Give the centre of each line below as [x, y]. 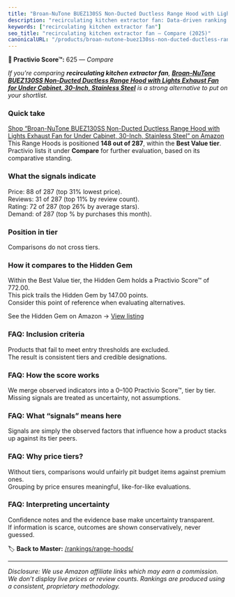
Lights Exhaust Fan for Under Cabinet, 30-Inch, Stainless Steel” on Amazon [116, 136]
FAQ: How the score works [54, 375]
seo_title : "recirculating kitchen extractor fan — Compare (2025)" [109, 33]
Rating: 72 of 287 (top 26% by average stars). [74, 206]
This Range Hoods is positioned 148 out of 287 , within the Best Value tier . [115, 143]
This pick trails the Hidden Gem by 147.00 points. [78, 295]
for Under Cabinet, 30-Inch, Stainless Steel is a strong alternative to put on [118, 88]
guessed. [21, 534]
